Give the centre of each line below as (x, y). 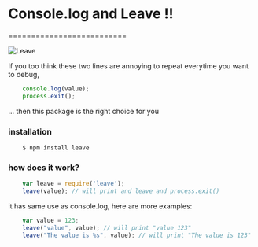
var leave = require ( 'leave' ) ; (74, 184)
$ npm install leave (56, 147)
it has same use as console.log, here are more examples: (100, 206)
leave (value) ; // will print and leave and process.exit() (121, 191)
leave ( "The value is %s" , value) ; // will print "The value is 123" (137, 235)
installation (30, 131)
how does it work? (44, 168)
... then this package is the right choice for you (84, 111)
